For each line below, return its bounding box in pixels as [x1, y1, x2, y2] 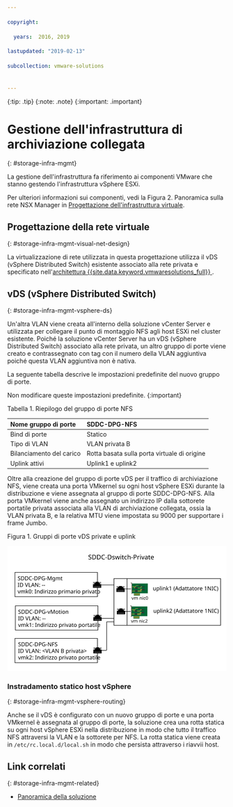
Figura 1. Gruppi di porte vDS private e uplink [7, 532, 136, 541]
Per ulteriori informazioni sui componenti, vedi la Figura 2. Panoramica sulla [7, 193, 224, 202]
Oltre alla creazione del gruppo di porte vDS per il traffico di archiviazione [7, 475, 218, 483]
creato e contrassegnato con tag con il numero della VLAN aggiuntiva [7, 350, 207, 358]
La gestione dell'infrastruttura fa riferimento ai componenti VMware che [7, 172, 213, 181]
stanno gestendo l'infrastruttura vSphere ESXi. [7, 180, 140, 188]
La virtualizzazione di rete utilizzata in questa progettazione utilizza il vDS [7, 253, 218, 261]
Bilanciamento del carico [10, 449, 81, 458]
